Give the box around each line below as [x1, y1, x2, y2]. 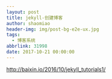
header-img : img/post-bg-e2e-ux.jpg [6, 26, 99, 32]
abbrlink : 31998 [6, 43, 47, 50]
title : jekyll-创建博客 [6, 15, 63, 21]
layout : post [6, 9, 40, 15]
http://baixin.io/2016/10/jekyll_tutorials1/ [6, 66, 106, 73]
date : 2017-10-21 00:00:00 [6, 49, 75, 55]
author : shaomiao [6, 20, 51, 26]
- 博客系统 [12, 37, 36, 43]
